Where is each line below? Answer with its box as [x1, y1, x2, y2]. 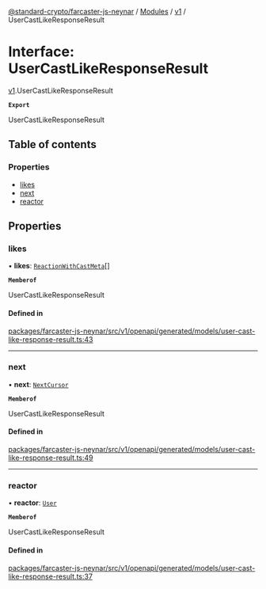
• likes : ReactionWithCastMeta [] [8, 261, 110, 271]
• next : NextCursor [8, 379, 69, 389]
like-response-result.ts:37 [8, 572, 93, 581]
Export [8, 101, 30, 109]
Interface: [8, 43, 75, 61]
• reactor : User [8, 498, 57, 507]
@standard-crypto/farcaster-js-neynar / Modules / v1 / [8, 7, 186, 16]
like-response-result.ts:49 [8, 453, 93, 462]
